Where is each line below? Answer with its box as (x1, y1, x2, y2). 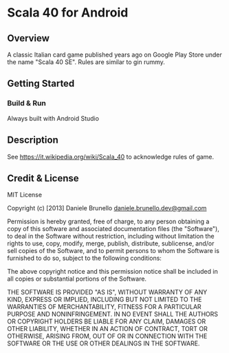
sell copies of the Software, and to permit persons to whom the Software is (7, 247, 220, 255)
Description (7, 134, 58, 146)
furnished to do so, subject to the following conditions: (7, 254, 162, 263)
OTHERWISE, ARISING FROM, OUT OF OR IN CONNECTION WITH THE (7, 332, 208, 341)
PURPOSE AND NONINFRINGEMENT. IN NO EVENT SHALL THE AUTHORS (7, 310, 219, 319)
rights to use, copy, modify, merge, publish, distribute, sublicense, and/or (7, 239, 215, 248)
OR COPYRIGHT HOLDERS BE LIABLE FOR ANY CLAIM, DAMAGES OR (7, 317, 206, 325)
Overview (7, 32, 50, 44)
